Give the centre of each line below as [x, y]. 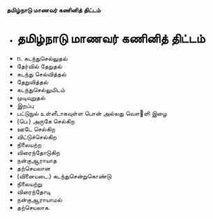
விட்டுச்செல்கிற [36, 137]
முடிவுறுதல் [31, 98]
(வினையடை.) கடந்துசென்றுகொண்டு [64, 176]
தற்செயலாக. [33, 207]
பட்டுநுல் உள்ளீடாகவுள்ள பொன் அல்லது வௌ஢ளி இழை [92, 113]
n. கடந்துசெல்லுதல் [42, 58]
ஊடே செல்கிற [36, 129]
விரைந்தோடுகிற [38, 152]
